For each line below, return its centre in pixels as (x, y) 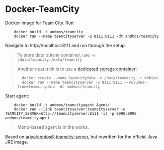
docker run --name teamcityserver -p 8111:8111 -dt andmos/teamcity (86, 36)
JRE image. (17, 142)
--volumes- (135, 82)
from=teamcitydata (36, 87)
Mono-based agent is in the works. (53, 127)
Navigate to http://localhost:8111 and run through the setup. (66, 45)
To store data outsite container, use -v (56, 55)
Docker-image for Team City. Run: (40, 23)
